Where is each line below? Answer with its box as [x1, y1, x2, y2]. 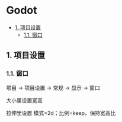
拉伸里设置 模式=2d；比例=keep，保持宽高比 [6, 109, 116, 116]
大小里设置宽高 [6, 97, 43, 104]
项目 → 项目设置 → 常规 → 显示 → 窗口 [6, 84, 100, 91]
